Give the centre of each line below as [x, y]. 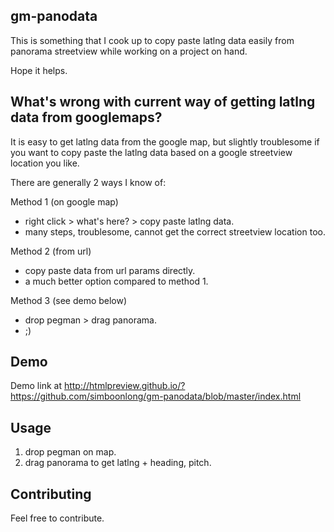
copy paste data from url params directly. [110, 270]
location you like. [45, 163]
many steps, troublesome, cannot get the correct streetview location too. [175, 231]
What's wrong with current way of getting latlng [163, 102]
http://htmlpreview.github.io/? [124, 386]
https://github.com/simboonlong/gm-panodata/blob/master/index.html [156, 396]
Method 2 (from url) [51, 251]
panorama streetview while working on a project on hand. [129, 51]
